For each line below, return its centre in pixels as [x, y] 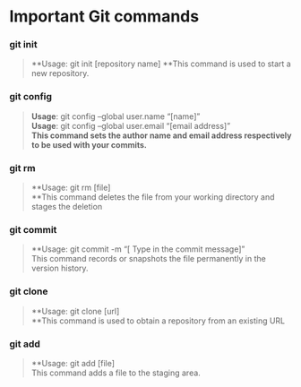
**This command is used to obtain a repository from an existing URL [158, 321]
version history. [60, 268]
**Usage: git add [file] [73, 363]
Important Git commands [104, 17]
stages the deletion [67, 207]
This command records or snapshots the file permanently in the [148, 259]
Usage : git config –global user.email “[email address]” [131, 125]
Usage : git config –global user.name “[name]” [116, 116]
